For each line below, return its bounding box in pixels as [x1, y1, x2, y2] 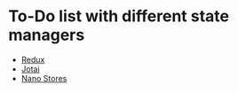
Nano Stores [20, 73, 67, 83]
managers [8, 25, 85, 45]
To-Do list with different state [8, 6, 230, 27]
